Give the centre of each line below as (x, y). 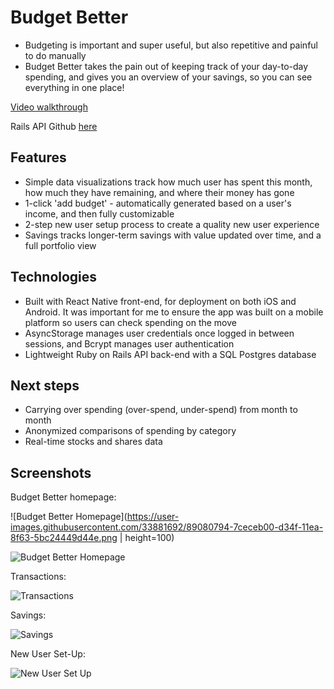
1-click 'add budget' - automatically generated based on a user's (158, 203)
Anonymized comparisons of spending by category (130, 431)
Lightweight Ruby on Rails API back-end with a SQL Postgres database (170, 354)
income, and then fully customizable (99, 213)
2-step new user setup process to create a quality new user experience (172, 224)
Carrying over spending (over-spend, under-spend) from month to (161, 410)
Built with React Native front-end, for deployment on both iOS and (160, 301)
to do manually (55, 55)
